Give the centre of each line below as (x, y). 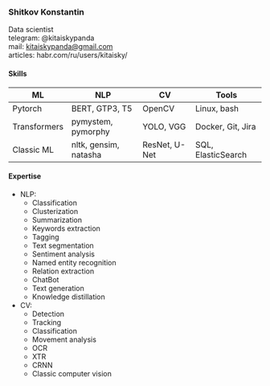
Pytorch (27, 109)
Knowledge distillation (69, 297)
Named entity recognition (74, 262)
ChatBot (45, 279)
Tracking (47, 322)
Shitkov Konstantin (46, 12)
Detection (48, 314)
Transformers (38, 126)
